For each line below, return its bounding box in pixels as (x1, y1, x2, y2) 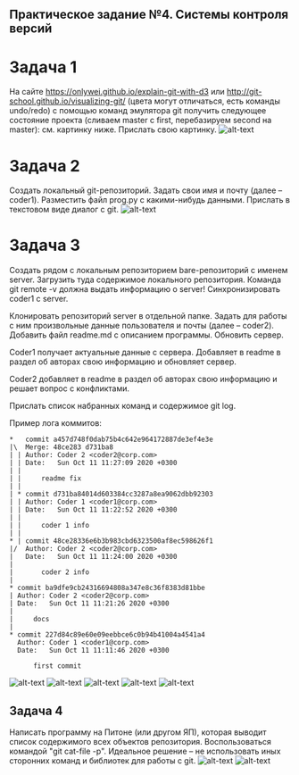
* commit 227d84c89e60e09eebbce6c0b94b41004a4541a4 (9, 630, 205, 639)
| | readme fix (9, 474, 82, 483)
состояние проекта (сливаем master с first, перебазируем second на (9, 115, 272, 126)
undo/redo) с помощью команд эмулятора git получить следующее (9, 105, 267, 116)
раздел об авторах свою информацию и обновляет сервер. (9, 356, 237, 367)
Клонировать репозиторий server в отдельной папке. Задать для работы (9, 311, 287, 321)
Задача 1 (9, 57, 78, 77)
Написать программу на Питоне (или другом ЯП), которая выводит (9, 727, 267, 737)
